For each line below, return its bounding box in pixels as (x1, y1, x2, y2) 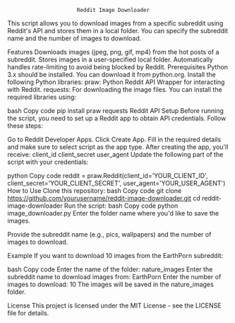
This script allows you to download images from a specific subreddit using (7, 19, 224, 28)
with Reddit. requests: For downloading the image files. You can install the (7, 86, 222, 93)
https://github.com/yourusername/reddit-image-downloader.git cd (7, 194, 201, 202)
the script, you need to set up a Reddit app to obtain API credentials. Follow (7, 114, 227, 122)
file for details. (7, 309, 49, 317)
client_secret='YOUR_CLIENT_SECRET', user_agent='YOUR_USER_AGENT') (7, 179, 226, 187)
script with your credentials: (7, 158, 89, 166)
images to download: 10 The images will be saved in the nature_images (7, 280, 214, 288)
